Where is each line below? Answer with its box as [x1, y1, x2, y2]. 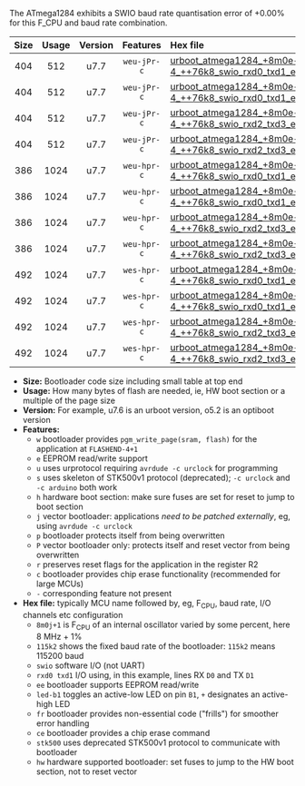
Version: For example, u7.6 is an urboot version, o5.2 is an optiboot [22, 405, 275, 416]
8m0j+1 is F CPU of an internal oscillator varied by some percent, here [35, 619, 290, 632]
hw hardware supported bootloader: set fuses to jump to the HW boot [35, 756, 295, 767]
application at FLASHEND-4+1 [35, 444, 139, 454]
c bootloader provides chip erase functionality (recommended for [35, 569, 281, 579]
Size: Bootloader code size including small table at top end [22, 376, 243, 387]
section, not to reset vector [35, 766, 138, 777]
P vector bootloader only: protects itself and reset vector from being [35, 540, 290, 550]
